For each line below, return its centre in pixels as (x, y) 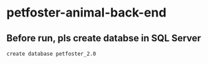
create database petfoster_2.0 (51, 54)
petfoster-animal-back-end (86, 13)
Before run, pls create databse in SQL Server (104, 38)
